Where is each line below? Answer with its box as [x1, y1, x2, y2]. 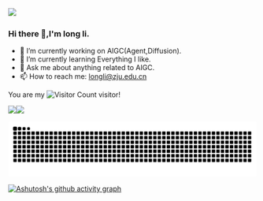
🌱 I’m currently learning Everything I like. [19, 54, 151, 64]
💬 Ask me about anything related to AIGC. [19, 63, 155, 73]
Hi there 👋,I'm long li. [8, 28, 90, 39]
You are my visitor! [8, 90, 120, 99]
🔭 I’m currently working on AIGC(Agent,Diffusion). [19, 47, 182, 56]
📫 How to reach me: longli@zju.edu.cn [19, 72, 147, 81]
